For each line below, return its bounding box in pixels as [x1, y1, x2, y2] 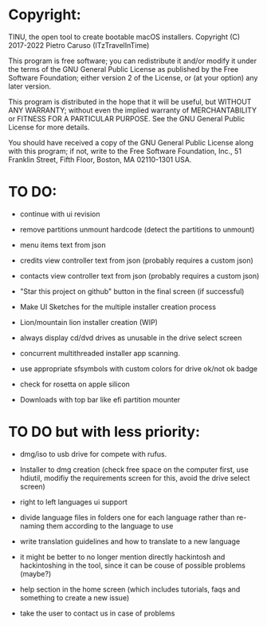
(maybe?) [19, 569, 52, 578]
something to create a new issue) [19, 592, 130, 602]
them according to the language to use [46, 521, 174, 530]
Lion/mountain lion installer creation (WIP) [19, 317, 158, 327]
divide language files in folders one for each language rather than [19, 513, 235, 522]
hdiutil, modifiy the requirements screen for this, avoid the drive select [19, 473, 250, 482]
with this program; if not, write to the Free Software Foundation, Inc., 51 [8, 146, 241, 156]
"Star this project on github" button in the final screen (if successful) [19, 286, 245, 296]
